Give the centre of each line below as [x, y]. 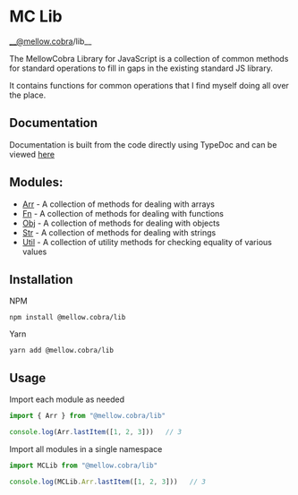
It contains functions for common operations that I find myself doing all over [149, 85]
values [34, 252]
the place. [28, 95]
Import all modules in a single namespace [86, 448]
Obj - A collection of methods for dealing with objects [121, 223]
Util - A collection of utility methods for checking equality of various [147, 242]
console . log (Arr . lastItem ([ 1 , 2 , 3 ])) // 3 [95, 432]
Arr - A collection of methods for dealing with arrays [118, 204]
